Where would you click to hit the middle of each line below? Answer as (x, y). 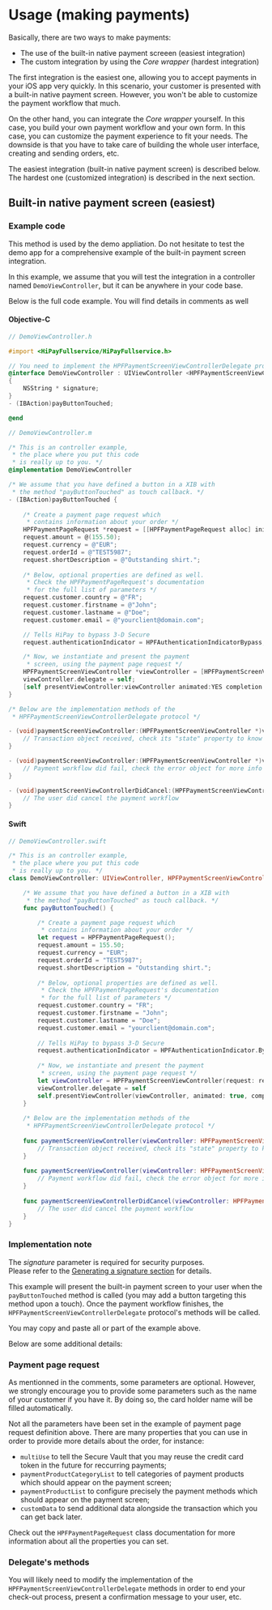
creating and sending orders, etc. (64, 153)
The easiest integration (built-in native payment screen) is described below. (134, 168)
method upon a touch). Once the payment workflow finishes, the (116, 1303)
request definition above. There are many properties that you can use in (128, 1432)
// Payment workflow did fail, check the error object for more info (143, 768)
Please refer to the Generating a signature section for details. (110, 1271)
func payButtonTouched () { (68, 908)
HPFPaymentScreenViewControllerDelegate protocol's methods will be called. (134, 1312)
